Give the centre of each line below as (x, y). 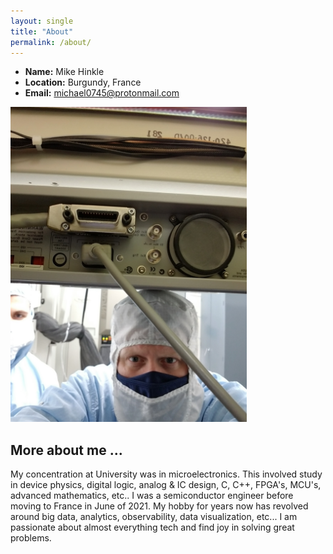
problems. (31, 538)
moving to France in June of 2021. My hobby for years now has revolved (159, 506)
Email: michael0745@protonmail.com (102, 93)
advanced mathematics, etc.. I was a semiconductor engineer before (152, 496)
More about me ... (66, 450)
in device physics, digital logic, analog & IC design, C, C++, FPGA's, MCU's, (166, 485)
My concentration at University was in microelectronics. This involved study (166, 474)
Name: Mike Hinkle (64, 72)
